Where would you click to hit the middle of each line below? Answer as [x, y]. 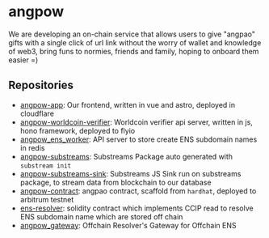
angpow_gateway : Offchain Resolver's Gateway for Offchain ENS [128, 225]
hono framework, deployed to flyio [78, 130]
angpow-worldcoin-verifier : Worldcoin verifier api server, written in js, [136, 122]
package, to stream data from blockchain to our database [116, 182]
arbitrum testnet [47, 199]
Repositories [41, 85]
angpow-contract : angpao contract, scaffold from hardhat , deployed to [138, 191]
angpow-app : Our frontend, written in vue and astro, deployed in [128, 104]
